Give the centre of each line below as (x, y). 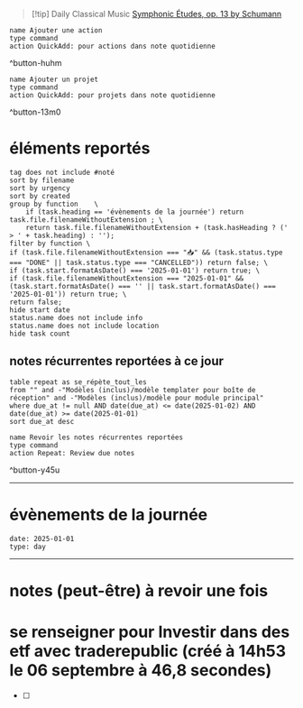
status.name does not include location (84, 326)
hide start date (40, 310)
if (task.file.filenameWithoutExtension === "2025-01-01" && (127, 278)
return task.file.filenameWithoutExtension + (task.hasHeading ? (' (157, 227)
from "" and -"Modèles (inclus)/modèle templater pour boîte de (133, 390)
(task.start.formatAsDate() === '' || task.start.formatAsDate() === (143, 286)
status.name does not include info (76, 317)
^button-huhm (36, 63)
